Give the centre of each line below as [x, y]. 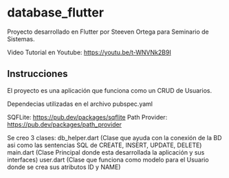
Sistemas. [21, 38]
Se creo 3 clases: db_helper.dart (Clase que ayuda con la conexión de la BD [115, 137]
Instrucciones [37, 74]
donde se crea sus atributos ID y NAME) [64, 167]
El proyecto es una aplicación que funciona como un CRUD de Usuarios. [109, 90]
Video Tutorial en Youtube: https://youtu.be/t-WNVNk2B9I [89, 52]
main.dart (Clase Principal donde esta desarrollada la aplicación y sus [106, 152]
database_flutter [56, 13]
